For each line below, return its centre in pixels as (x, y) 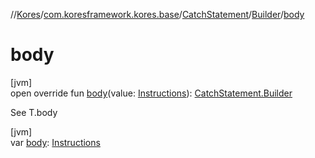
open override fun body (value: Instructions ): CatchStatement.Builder (151, 93)
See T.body (34, 112)
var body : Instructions (55, 142)
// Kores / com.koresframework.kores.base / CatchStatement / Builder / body (157, 14)
